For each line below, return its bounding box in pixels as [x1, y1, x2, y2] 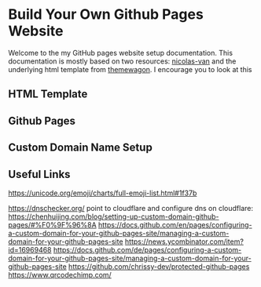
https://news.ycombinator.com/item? [124, 237, 244, 246]
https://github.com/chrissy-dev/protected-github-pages [68, 261, 250, 271]
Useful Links [8, 167, 71, 181]
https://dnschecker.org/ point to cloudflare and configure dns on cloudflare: [8, 203, 254, 213]
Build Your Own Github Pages [8, 5, 204, 24]
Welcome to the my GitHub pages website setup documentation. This [8, 48, 233, 57]
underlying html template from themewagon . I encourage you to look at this [8, 64, 252, 74]
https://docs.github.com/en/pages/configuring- [97, 220, 253, 229]
